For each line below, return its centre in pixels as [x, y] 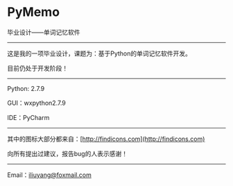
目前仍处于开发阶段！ [37, 68]
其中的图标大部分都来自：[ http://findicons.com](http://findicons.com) [106, 139]
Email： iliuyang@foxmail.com [49, 175]
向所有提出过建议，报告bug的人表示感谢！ [68, 153]
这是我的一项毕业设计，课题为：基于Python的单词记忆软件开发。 [100, 53]
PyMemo [34, 12]
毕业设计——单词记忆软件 [44, 32]
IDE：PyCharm [28, 117]
